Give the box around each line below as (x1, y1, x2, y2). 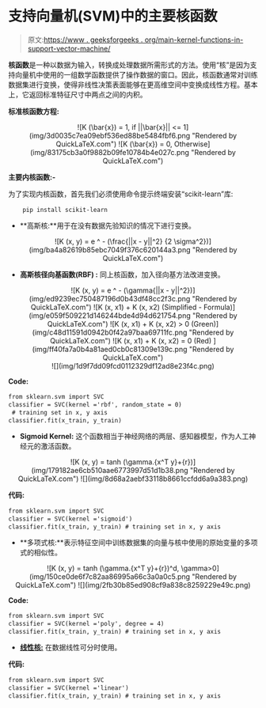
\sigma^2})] (173, 237, 212, 246)
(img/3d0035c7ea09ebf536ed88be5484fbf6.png (28, 131, 191, 140)
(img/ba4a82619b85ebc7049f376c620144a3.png (28, 244, 192, 254)
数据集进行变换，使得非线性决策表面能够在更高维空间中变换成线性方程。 (8, 80, 244, 89)
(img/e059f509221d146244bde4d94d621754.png (28, 310, 192, 320)
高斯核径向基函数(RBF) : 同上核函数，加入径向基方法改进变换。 (19, 270, 225, 279)
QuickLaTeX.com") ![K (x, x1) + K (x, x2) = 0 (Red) (50, 335, 212, 345)
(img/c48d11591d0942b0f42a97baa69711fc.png (32, 327, 188, 337)
